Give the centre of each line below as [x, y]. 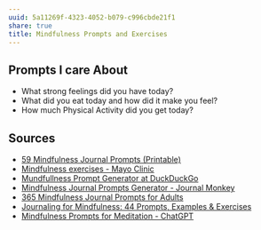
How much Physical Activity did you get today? [107, 110]
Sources [32, 138]
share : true [30, 26]
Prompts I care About [68, 70]
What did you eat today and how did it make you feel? [119, 101]
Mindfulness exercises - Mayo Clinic [87, 169]
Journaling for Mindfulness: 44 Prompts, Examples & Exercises [136, 206]
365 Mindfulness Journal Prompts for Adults [102, 197]
